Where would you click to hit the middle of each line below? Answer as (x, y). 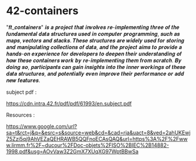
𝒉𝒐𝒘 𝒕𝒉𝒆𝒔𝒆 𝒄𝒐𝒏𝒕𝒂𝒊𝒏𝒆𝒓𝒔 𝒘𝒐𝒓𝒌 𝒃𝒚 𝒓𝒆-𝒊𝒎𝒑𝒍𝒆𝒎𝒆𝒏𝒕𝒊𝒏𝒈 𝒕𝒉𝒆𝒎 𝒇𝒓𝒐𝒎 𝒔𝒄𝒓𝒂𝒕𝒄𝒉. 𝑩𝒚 (94, 60)
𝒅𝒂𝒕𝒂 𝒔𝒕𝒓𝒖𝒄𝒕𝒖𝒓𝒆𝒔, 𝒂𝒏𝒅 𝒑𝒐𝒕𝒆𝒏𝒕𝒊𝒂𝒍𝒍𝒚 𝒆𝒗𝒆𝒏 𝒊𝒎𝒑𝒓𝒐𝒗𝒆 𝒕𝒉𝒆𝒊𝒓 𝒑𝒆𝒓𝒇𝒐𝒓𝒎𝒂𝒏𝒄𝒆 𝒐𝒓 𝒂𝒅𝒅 (95, 73)
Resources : (21, 115)
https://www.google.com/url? (42, 126)
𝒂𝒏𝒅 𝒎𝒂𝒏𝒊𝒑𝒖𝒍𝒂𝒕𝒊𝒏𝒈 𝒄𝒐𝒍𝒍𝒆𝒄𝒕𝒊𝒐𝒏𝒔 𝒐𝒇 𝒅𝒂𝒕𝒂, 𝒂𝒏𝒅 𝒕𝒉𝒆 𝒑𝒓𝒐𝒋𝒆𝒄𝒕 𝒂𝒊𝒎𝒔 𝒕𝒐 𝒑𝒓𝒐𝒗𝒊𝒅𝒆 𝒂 (94, 47)
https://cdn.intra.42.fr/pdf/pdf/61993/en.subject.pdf (69, 103)
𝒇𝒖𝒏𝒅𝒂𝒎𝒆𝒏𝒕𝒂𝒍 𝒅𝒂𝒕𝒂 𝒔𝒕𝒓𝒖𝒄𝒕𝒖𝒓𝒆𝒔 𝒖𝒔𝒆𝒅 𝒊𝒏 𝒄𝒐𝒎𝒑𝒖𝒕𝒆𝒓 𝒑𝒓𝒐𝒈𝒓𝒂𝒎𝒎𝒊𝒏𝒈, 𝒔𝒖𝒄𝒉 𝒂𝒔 (93, 34)
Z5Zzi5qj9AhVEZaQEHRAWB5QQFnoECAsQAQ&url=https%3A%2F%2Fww (97, 139)
